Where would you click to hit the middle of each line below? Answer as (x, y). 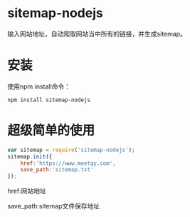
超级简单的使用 (51, 131)
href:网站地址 (27, 191)
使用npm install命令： (39, 86)
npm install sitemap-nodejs (49, 100)
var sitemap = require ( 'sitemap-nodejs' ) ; (71, 150)
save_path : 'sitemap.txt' (57, 170)
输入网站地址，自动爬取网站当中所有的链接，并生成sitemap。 (97, 34)
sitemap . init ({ (30, 156)
